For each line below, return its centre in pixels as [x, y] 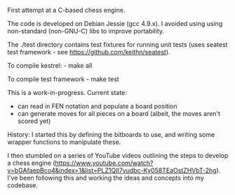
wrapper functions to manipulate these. [64, 142]
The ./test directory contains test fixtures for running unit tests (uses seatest [117, 44]
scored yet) [34, 121]
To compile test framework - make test [63, 79]
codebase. [23, 185]
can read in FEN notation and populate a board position [97, 106]
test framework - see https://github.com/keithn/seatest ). [89, 52]
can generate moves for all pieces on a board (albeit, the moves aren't [119, 114]
